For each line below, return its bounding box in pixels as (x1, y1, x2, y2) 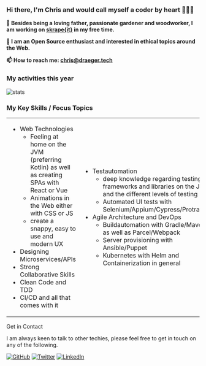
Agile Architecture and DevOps (92, 213, 182, 221)
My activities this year (6, 74, 74, 83)
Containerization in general (102, 259, 181, 267)
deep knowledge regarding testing (102, 174, 202, 183)
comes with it (20, 300, 59, 309)
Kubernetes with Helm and (102, 251, 180, 259)
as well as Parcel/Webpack (102, 228, 181, 237)
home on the (30, 140, 67, 148)
